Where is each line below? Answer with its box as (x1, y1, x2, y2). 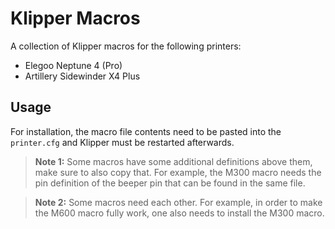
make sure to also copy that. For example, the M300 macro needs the (34, 166, 322, 178)
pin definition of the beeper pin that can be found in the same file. (34, 177, 306, 189)
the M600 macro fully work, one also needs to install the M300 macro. (34, 207, 325, 219)
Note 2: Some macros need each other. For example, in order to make (34, 196, 323, 208)
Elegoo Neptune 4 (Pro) (24, 59, 123, 71)
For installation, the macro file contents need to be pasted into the (10, 125, 282, 137)
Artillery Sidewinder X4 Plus (24, 70, 141, 82)
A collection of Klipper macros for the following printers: (10, 40, 242, 52)
